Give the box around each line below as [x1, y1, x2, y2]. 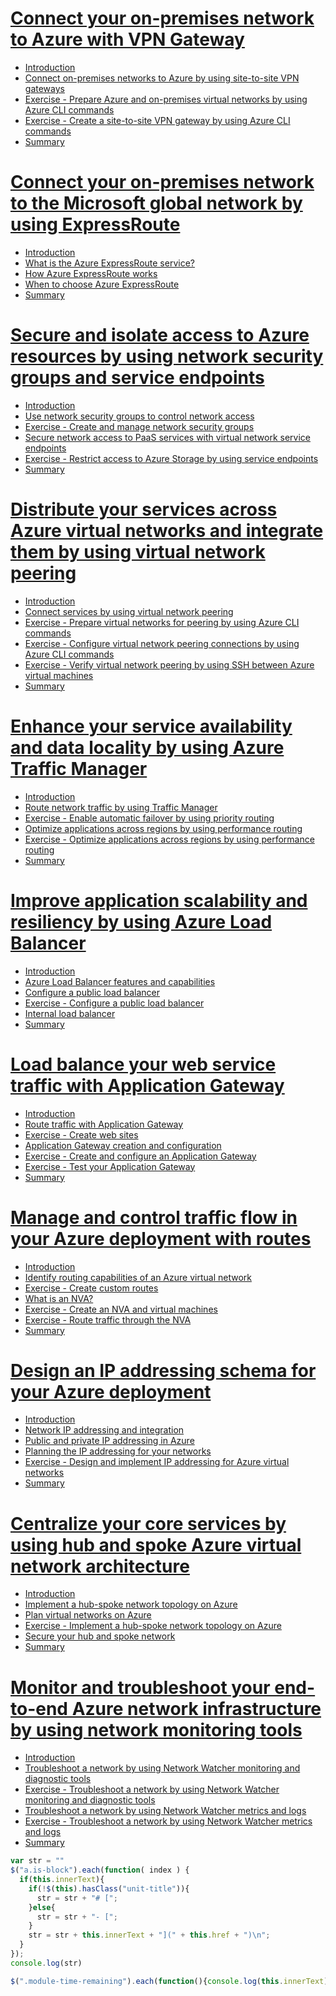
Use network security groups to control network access [24, 410, 255, 422]
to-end [10, 1697, 69, 1720]
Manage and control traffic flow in [10, 1206, 298, 1229]
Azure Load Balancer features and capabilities [24, 975, 216, 987]
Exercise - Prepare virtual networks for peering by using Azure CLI [24, 616, 300, 628]
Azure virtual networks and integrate [10, 520, 324, 542]
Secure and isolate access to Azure [10, 324, 310, 347]
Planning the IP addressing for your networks [24, 1445, 212, 1457]
